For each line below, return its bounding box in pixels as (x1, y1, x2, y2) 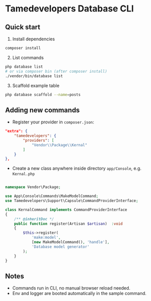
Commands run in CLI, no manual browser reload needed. (12, 285, 131, 291)
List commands (12, 54, 44, 60)
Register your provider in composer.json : (12, 119, 95, 125)
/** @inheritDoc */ (14, 216, 54, 221)
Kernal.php (12, 172, 35, 177)
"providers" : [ (23, 138, 54, 143)
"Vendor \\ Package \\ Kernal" (31, 142, 88, 147)
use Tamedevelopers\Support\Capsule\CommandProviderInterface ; (5, 199, 139, 203)
